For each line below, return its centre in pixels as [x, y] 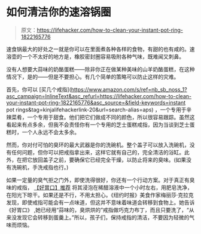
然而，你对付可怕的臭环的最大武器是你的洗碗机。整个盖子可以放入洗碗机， [98, 145]
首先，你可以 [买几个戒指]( [39, 89]
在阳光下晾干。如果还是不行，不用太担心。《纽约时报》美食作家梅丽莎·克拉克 [100, 195]
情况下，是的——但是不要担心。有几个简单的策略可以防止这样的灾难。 [93, 77]
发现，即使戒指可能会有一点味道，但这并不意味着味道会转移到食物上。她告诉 [100, 202]
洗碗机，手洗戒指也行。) [40, 167]
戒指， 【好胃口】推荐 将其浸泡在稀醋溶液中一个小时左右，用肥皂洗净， [104, 187]
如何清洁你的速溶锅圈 [59, 12]
